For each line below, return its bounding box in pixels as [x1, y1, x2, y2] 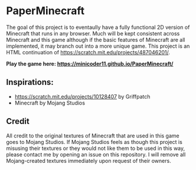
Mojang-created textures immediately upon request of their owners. [6, 157, 171, 164]
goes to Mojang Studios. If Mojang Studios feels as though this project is [6, 138, 183, 145]
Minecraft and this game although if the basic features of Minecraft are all [6, 36, 185, 43]
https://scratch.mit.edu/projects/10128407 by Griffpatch [14, 93, 151, 100]
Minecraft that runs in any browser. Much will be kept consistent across [6, 30, 180, 37]
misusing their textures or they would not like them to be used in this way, [6, 145, 185, 152]
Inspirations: [6, 77, 54, 87]
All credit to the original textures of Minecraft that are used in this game [6, 132, 179, 139]
